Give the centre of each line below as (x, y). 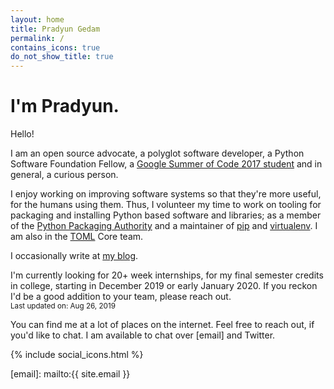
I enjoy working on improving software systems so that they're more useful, (166, 194)
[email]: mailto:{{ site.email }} (70, 374)
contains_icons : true (55, 47)
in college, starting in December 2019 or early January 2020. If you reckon (164, 286)
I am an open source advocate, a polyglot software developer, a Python (157, 153)
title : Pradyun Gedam (55, 29)
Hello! (22, 134)
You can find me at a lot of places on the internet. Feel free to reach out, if (162, 325)
